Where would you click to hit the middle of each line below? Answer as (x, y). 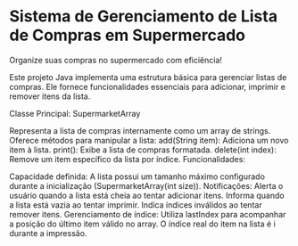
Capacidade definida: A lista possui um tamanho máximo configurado (137, 176)
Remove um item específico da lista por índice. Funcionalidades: (127, 159)
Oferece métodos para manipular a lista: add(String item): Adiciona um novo (149, 140)
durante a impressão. (48, 233)
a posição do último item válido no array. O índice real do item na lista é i (143, 224)
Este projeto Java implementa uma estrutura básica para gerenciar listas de (148, 77)
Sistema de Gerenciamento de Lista (144, 16)
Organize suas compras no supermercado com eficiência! (116, 60)
